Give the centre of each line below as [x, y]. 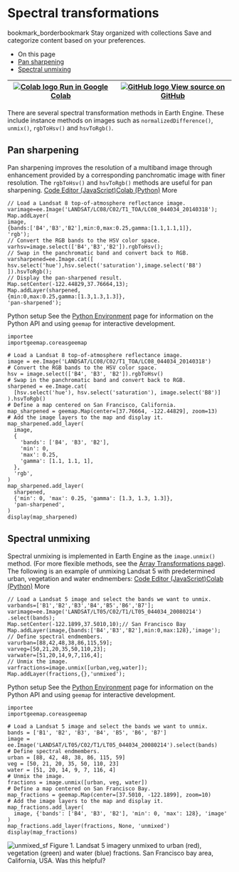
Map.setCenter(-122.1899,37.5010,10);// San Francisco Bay [97, 624]
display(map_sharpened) [43, 517]
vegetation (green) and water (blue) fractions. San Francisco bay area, [110, 853]
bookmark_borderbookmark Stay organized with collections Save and [110, 33]
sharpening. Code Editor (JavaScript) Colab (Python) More [92, 190]
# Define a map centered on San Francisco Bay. [79, 788]
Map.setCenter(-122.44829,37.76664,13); [68, 284]
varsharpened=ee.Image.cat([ [51, 259]
